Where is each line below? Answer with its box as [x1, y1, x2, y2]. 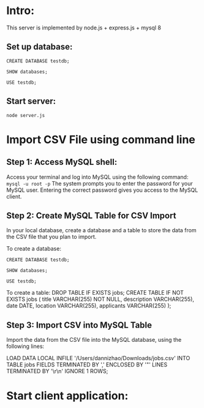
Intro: [6, 4, 35, 18]
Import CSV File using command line [6, 132, 196, 146]
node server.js [6, 112, 45, 118]
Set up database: [6, 42, 73, 52]
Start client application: [6, 389, 129, 403]
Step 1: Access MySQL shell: [6, 157, 118, 167]
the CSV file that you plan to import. [6, 233, 97, 241]
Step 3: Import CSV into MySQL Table [6, 320, 152, 330]
